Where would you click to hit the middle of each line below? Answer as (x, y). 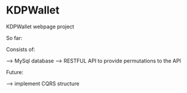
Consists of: (21, 49)
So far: (14, 38)
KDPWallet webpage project (40, 26)
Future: (15, 72)
